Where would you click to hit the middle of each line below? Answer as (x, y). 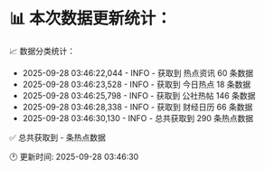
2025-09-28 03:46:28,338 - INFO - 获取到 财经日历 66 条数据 (137, 107)
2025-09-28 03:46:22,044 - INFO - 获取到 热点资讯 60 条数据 (138, 72)
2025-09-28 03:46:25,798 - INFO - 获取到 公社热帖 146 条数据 (139, 95)
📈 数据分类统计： (42, 51)
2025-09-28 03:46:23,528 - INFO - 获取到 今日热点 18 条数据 (137, 84)
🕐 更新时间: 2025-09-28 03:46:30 (74, 156)
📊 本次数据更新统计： (90, 19)
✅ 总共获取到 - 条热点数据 (58, 137)
